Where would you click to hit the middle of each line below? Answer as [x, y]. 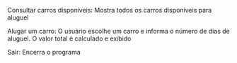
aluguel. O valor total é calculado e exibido [69, 38]
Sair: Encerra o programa [44, 52]
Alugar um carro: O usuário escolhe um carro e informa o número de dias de [118, 31]
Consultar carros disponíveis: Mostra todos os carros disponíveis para [110, 10]
